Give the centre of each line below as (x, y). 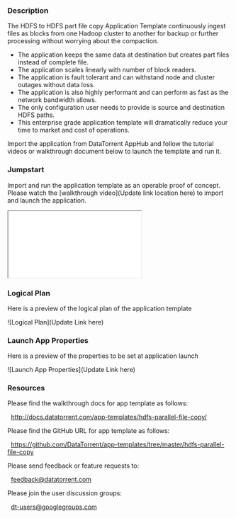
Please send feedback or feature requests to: (73, 466)
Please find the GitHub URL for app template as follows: (89, 431)
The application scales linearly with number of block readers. (107, 70)
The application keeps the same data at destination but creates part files (123, 55)
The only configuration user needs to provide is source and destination (121, 108)
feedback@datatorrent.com (51, 480)
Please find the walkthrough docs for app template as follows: (98, 403)
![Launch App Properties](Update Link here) (72, 370)
